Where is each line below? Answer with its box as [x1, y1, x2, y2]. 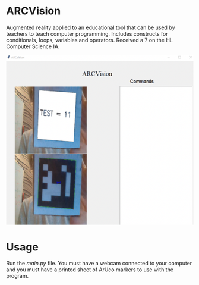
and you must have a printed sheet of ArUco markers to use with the [6, 266, 174, 273]
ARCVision [6, 4, 61, 18]
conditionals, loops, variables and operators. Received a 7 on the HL [6, 36, 173, 43]
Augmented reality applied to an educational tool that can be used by [6, 24, 175, 31]
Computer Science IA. [6, 43, 60, 50]
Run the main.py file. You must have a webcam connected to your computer [6, 260, 192, 267]
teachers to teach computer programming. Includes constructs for [6, 30, 168, 37]
